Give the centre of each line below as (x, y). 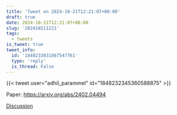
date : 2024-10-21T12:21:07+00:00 (47, 22)
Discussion (20, 106)
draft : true (21, 17)
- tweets (22, 39)
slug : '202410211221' (33, 28)
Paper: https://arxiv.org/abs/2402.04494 (56, 94)
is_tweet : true (25, 45)
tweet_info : (21, 50)
